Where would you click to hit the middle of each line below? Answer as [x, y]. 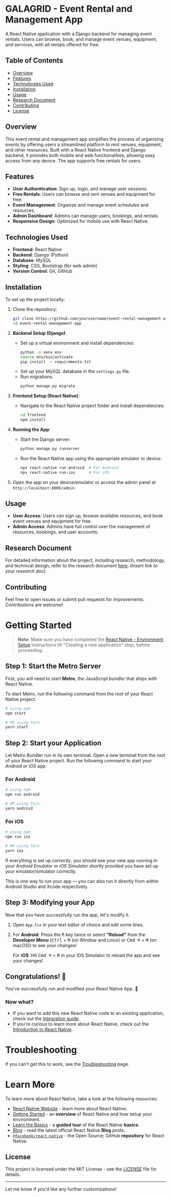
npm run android [22, 794]
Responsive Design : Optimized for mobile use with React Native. [81, 221]
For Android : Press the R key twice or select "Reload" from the [79, 934]
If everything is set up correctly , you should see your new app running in [81, 860]
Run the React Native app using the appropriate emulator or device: [91, 458]
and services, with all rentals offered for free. [53, 44]
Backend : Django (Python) [40, 255]
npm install [33, 420]
